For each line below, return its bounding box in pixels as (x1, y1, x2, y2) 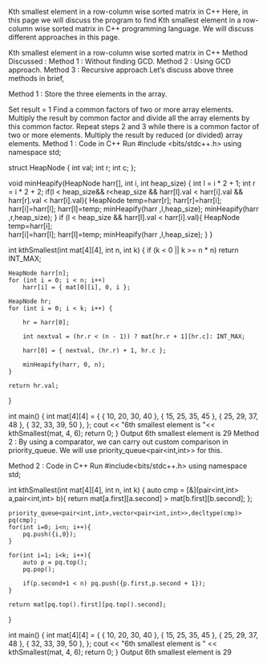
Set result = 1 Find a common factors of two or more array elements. (8, 104, 234, 114)
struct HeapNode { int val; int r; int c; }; (8, 163, 136, 172)
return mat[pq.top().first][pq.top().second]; (8, 601, 167, 609)
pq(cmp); (8, 516, 38, 524)
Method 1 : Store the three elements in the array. (8, 89, 168, 99)
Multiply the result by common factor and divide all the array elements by (8, 113, 250, 123)
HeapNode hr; (8, 297, 52, 305)
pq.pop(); (22, 565, 56, 573)
